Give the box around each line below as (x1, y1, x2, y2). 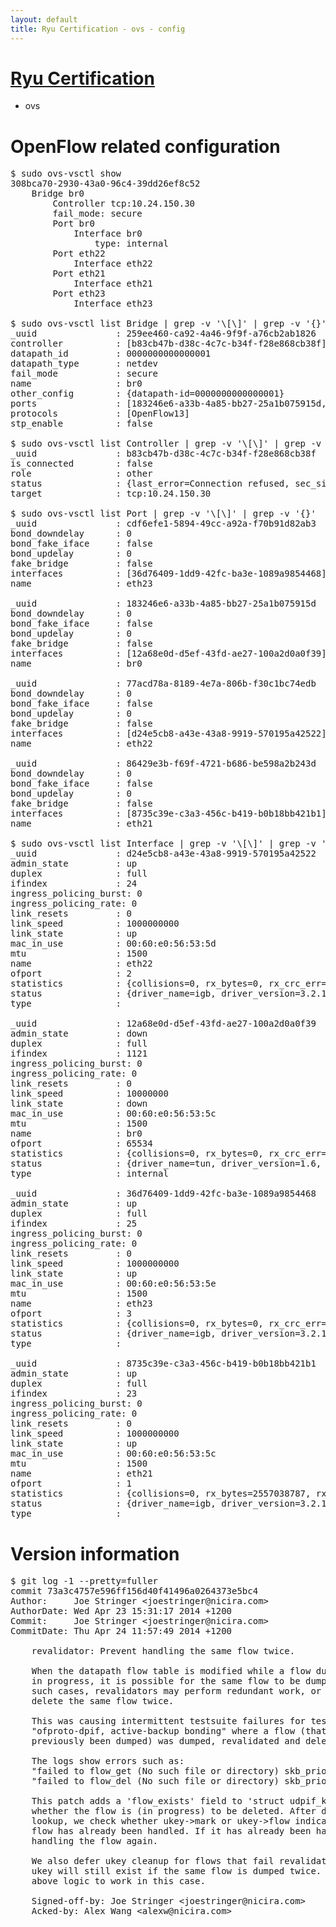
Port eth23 (52, 288, 106, 300)
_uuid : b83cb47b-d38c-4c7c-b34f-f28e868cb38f (10, 448, 317, 460)
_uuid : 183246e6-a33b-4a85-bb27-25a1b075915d (10, 598, 317, 610)
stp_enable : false (10, 418, 153, 430)
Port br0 (52, 218, 95, 230)
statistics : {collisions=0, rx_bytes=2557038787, (10, 1488, 312, 1500)
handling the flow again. (31, 1836, 159, 1847)
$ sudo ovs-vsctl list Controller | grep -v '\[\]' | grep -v (10, 438, 322, 450)
